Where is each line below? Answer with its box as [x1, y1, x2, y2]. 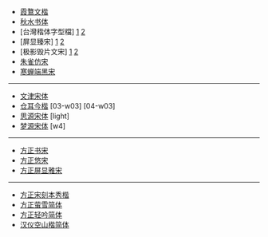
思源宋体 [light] [19, 111, 70, 120]
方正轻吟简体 [19, 210, 62, 219]
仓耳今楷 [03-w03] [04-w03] [19, 101, 116, 110]
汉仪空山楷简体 [19, 220, 69, 229]
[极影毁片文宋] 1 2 [19, 47, 79, 56]
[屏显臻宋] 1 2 [19, 37, 65, 46]
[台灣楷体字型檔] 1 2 [19, 27, 86, 36]
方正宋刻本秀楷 [19, 190, 69, 199]
